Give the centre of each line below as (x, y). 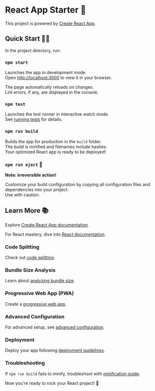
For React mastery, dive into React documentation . (55, 234)
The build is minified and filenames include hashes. (56, 147)
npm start (16, 62)
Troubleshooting (25, 363)
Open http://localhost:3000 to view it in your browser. (59, 78)
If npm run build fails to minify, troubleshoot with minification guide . (73, 373)
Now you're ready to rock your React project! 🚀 (52, 383)
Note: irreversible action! (31, 175)
